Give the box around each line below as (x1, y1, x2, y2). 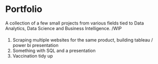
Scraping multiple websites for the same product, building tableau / (12, 36, 153, 43)
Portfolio (5, 3, 43, 15)
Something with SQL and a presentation (12, 47, 96, 53)
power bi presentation (12, 42, 59, 48)
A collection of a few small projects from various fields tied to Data (5, 20, 144, 26)
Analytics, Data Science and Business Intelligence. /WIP (5, 25, 122, 31)
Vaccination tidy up (12, 52, 53, 58)
